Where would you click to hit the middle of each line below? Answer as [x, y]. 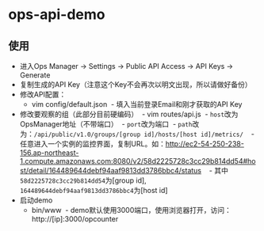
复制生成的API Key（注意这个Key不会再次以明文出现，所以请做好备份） [136, 84]
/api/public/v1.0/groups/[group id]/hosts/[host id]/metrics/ [139, 134]
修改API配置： [43, 94]
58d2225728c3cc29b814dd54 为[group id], [83, 180]
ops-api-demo [57, 15]
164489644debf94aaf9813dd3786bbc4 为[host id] [94, 190]
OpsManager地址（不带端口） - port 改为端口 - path [106, 124]
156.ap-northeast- [49, 153]
